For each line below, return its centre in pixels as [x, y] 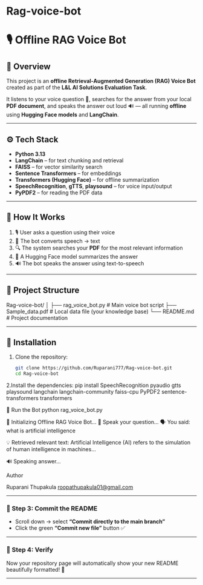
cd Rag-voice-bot [37, 374]
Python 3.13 [30, 154]
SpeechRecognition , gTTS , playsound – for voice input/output [93, 186]
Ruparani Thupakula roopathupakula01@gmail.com [70, 487]
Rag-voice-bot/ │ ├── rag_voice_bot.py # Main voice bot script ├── [92, 305]
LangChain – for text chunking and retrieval [69, 160]
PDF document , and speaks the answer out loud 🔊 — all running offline [96, 106]
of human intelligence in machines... [51, 449]
